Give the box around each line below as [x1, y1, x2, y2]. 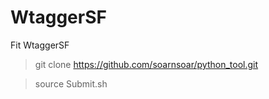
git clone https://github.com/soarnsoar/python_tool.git [34, 58, 259, 70]
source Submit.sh [34, 77, 108, 90]
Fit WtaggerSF [10, 39, 70, 51]
